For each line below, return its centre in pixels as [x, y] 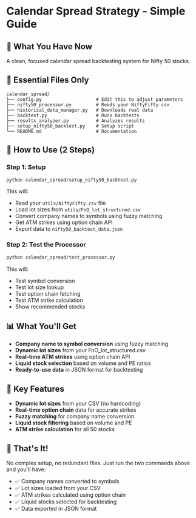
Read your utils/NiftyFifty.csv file [60, 203]
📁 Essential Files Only [48, 80]
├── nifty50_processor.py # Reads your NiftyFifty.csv [88, 104]
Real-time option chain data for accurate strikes [76, 410]
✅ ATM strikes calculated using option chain [70, 495]
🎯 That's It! [27, 448]
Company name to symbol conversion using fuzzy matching [92, 344]
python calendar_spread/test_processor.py [61, 257]
